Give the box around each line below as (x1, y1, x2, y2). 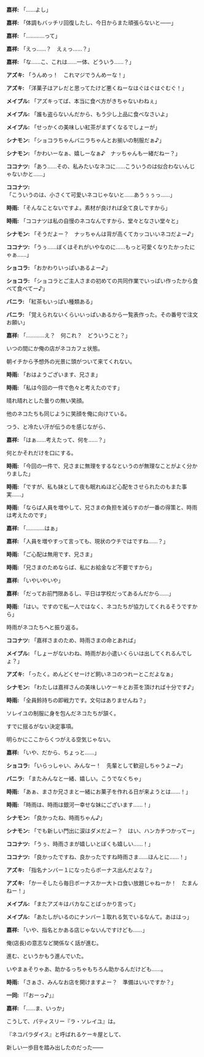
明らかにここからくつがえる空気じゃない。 (6, 736, 114, 743)
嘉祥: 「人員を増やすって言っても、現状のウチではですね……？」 (6, 538, 169, 544)
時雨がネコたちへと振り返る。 (6, 624, 82, 631)
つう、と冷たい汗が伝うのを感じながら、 (6, 423, 109, 430)
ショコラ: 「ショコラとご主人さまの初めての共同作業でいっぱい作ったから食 (6, 277, 198, 285)
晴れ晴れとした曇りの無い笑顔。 (6, 397, 87, 404)
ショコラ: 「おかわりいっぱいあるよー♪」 (6, 264, 111, 271)
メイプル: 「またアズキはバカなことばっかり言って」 (6, 900, 139, 907)
